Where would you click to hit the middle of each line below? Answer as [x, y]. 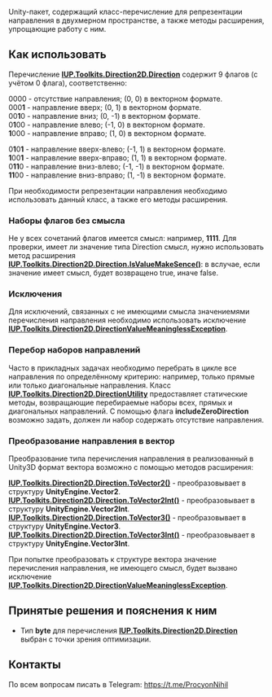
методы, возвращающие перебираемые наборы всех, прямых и [121, 402]
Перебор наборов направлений [75, 350]
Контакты [35, 665]
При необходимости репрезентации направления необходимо [118, 191]
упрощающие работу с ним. [57, 29]
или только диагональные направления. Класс [90, 385]
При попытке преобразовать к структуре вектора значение [113, 559]
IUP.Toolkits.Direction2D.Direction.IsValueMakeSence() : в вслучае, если [134, 265]
